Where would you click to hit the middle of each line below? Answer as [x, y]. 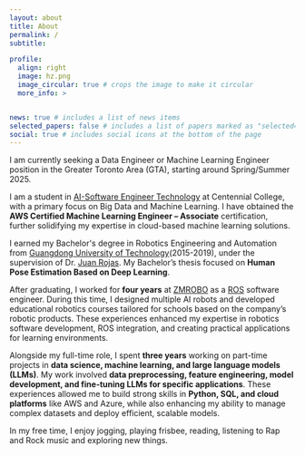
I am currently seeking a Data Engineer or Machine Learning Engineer [139, 160]
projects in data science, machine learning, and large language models [145, 365]
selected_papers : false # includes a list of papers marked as [132, 126]
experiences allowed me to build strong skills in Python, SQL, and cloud [144, 394]
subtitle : [28, 43]
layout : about [36, 18]
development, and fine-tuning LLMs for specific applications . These [140, 384]
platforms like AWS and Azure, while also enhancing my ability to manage [148, 403]
